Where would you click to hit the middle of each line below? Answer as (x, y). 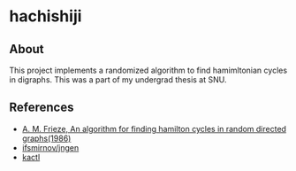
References (42, 108)
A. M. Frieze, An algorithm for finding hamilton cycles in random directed (154, 128)
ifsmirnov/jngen (50, 147)
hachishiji (46, 16)
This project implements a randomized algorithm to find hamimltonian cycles (148, 70)
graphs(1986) (46, 138)
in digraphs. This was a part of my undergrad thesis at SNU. (118, 80)
